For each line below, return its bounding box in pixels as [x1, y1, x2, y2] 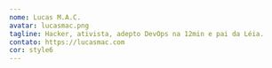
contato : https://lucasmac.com [9, 37, 125, 47]
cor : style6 [9, 46, 53, 55]
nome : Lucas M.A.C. [9, 12, 82, 22]
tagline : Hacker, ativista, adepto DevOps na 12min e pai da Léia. [9, 29, 265, 38]
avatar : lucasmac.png [9, 21, 90, 30]
